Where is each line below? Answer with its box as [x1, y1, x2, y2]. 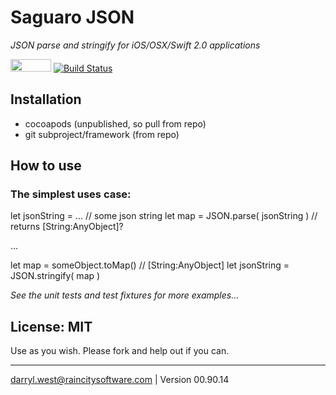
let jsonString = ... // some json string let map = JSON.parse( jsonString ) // [10, 210, 318, 222]
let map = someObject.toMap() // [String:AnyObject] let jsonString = [10, 259, 290, 271]
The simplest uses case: [10, 187, 132, 201]
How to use [10, 157, 82, 175]
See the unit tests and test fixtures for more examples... [10, 289, 240, 301]
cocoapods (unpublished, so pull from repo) [24, 117, 207, 130]
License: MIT [10, 318, 93, 335]
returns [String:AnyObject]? [10, 221, 124, 233]
